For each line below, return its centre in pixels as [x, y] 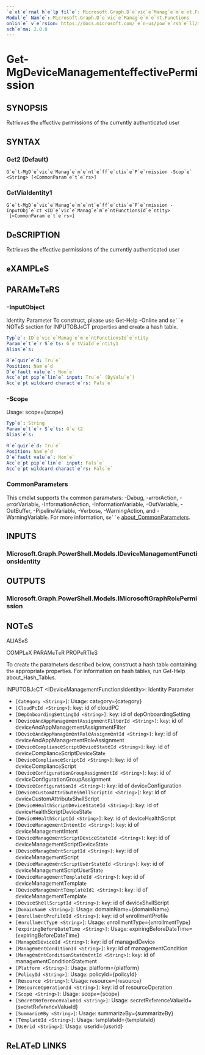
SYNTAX [23, 142]
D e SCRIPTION [33, 235]
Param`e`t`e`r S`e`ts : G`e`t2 [45, 429]
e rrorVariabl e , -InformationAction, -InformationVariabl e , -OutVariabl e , [93, 504]
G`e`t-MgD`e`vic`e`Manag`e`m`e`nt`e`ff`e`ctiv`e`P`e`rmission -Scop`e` [99, 172]
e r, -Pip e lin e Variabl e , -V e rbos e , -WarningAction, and [90, 510]
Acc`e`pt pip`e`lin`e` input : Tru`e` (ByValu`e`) [71, 378]
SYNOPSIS [27, 108]
